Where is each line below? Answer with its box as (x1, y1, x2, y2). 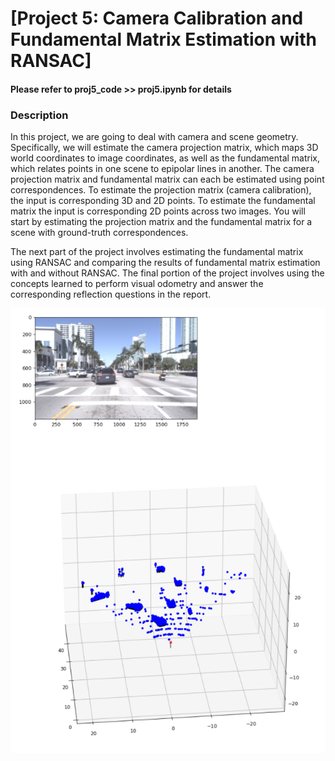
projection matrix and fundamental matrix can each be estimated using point (10, 173, 325, 186)
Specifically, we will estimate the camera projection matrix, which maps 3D (10, 142, 319, 154)
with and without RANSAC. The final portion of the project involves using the (10, 267, 325, 279)
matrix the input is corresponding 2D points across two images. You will (10, 205, 306, 217)
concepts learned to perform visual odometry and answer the (10, 278, 264, 290)
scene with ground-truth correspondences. (10, 227, 189, 239)
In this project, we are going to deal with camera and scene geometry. (10, 131, 299, 143)
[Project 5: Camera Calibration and (10, 7, 304, 30)
